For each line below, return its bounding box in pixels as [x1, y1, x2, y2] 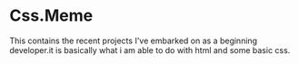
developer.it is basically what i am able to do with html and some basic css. [9, 44, 291, 55]
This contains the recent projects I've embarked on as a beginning [9, 35, 257, 46]
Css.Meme [9, 5, 94, 26]
